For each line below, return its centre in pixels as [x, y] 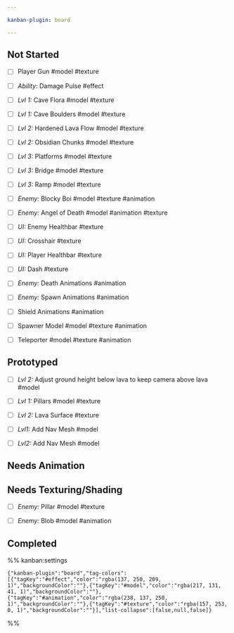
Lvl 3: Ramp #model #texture [59, 184]
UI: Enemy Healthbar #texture [60, 227]
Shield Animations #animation [60, 311]
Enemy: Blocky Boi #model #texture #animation [86, 199]
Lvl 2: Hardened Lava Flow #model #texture [80, 128]
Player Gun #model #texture [58, 72]
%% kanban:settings [38, 560]
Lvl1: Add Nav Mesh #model [58, 429]
